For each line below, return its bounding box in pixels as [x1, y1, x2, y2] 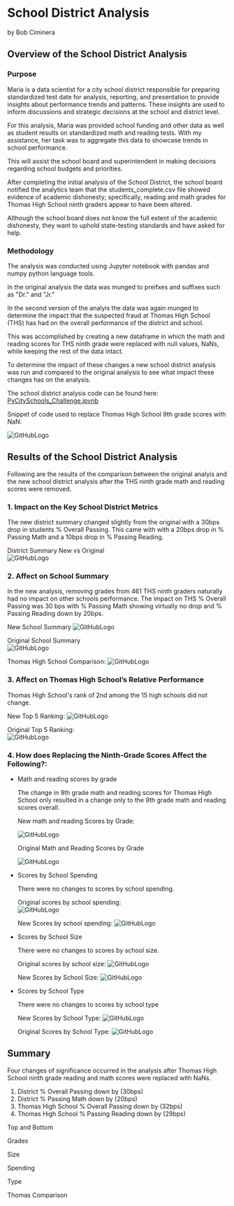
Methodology [7, 246, 54, 256]
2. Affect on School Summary [7, 571, 110, 581]
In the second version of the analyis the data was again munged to [7, 303, 199, 312]
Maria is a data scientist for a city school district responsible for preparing [7, 85, 220, 94]
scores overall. [17, 803, 60, 812]
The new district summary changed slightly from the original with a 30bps [7, 518, 220, 526]
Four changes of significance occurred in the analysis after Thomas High [7, 1066, 217, 1075]
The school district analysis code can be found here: [7, 389, 159, 397]
